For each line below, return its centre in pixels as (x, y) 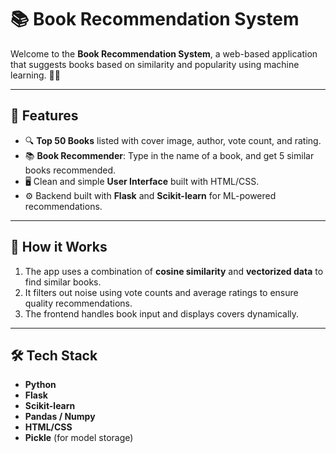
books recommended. (70, 170)
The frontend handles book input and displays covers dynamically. (162, 313)
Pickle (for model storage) (79, 438)
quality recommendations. (78, 303)
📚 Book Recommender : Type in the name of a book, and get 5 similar (169, 155)
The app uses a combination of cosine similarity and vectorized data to (174, 271)
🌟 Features (44, 116)
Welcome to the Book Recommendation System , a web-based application (164, 53)
